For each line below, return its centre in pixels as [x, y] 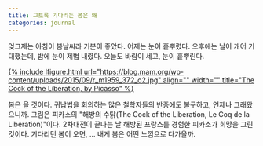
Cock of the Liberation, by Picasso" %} [71, 88]
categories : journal [42, 23]
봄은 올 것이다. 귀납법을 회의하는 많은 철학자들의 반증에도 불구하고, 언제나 [120, 104]
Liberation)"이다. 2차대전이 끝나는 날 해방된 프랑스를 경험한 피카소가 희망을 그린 [131, 124]
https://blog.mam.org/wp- [142, 71]
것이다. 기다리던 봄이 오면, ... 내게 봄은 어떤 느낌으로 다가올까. [102, 133]
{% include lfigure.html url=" [54, 71]
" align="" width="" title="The [206, 80]
